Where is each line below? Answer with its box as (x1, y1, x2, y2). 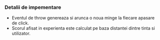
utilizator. (11, 31, 30, 37)
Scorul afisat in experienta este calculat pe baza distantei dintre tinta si (11, 25, 155, 31)
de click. (11, 20, 29, 26)
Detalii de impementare (4, 4, 62, 11)
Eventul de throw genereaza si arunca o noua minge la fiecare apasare (11, 15, 155, 21)
